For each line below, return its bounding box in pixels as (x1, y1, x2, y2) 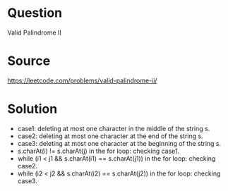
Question (7, 5, 62, 21)
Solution (7, 101, 58, 117)
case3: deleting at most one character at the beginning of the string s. (17, 139, 222, 147)
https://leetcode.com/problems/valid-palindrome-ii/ (7, 76, 157, 85)
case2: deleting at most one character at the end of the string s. (17, 132, 203, 140)
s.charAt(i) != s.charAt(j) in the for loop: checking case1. (17, 147, 180, 155)
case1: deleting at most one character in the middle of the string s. (17, 124, 210, 133)
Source (7, 53, 51, 69)
